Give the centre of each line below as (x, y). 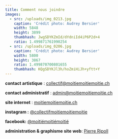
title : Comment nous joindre (35, 10)
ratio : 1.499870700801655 (41, 65)
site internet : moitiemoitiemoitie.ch (41, 102)
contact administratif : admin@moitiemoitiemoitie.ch (59, 93)
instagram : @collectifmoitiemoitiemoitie (46, 112)
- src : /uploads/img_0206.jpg (40, 46)
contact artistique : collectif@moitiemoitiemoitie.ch (58, 83)
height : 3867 (27, 60)
